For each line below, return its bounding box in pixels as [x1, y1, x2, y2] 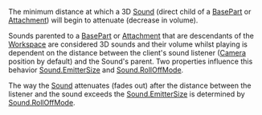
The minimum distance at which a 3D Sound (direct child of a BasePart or [8, 7, 252, 16]
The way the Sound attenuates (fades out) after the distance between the [8, 80, 252, 90]
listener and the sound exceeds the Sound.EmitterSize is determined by [8, 89, 245, 99]
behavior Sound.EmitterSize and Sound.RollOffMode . [8, 65, 184, 75]
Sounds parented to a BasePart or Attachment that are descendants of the [8, 31, 255, 40]
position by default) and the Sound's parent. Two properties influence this [8, 56, 253, 66]
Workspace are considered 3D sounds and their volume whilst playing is [8, 39, 248, 49]
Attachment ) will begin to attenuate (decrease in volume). [8, 15, 199, 25]
